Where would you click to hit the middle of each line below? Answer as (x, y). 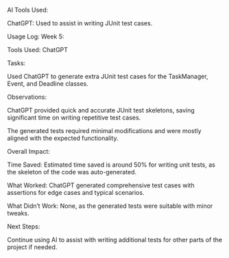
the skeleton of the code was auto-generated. (72, 172)
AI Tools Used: (28, 10)
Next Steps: (24, 226)
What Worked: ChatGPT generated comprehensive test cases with (101, 185)
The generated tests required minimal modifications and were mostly (104, 131)
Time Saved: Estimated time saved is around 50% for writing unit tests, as (111, 165)
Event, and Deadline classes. (48, 84)
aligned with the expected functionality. (63, 138)
